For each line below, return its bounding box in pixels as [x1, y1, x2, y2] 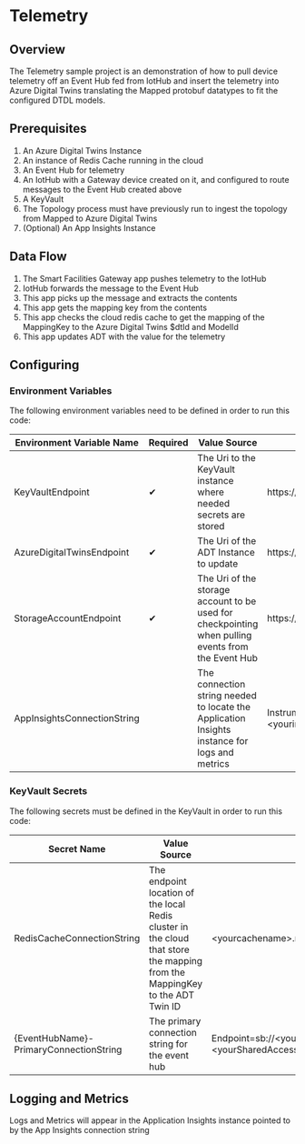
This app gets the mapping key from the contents [22, 302, 207, 313]
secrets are [197, 508, 245, 521]
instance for [197, 735, 249, 748]
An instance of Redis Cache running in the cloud [22, 155, 204, 166]
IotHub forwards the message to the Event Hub [22, 283, 200, 294]
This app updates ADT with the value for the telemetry [22, 331, 226, 342]
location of [148, 886, 195, 898]
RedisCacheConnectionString [14, 931, 141, 944]
